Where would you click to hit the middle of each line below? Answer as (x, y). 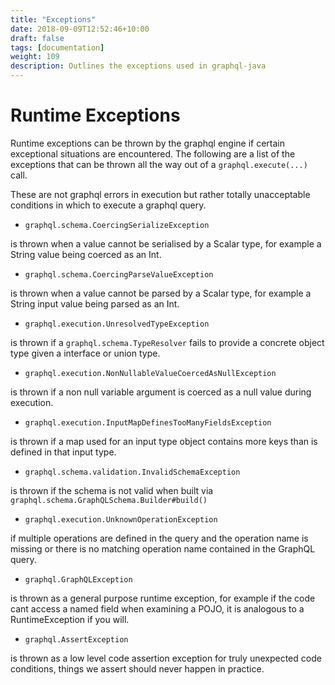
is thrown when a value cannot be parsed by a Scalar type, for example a (161, 293)
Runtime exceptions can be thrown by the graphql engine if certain (147, 143)
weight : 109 (35, 57)
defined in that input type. (63, 452)
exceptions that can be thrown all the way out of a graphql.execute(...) (159, 164)
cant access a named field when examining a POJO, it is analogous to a (157, 608)
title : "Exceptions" (53, 19)
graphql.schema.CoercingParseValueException (119, 274)
